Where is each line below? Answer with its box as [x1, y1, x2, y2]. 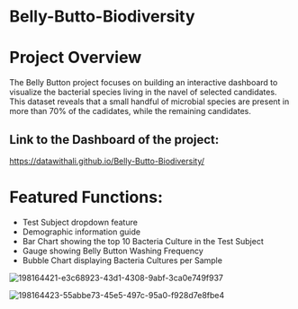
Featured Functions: [9, 187, 164, 207]
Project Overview [9, 48, 142, 68]
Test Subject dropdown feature [22, 216, 138, 227]
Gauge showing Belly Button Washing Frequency [22, 245, 204, 256]
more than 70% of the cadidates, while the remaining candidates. [9, 106, 252, 117]
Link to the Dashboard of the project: [9, 132, 220, 147]
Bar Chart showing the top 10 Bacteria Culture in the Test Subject [22, 235, 264, 246]
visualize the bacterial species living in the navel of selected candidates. [9, 87, 277, 98]
